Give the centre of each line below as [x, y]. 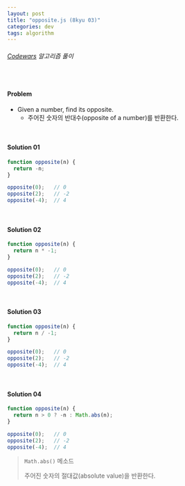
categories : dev [30, 26]
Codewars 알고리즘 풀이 [41, 56]
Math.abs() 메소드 [49, 461]
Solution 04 [24, 394]
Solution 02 [24, 229]
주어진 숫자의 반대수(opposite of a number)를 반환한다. [103, 117]
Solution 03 [24, 312]
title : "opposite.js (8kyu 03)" [54, 20]
